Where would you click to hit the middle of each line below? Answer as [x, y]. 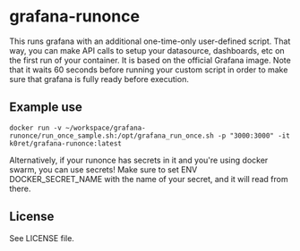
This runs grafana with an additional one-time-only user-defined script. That [150, 41]
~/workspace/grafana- [106, 128]
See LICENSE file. [42, 238]
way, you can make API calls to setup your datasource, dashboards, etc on [147, 50]
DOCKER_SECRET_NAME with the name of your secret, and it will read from [149, 179]
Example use [46, 108]
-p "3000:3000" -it [254, 136]
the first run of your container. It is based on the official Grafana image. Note [150, 60]
